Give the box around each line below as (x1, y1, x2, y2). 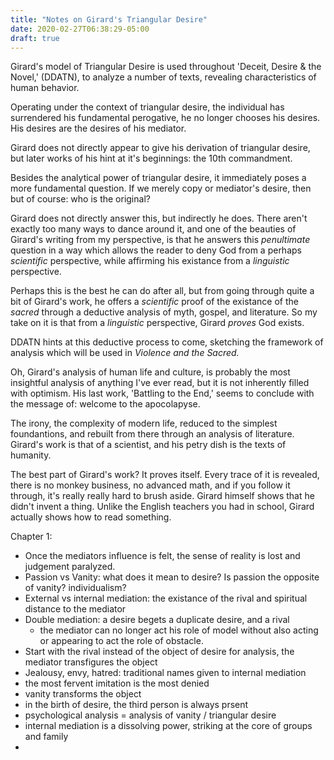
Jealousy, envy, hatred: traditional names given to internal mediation (24, 667, 307, 679)
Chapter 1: (10, 531, 53, 543)
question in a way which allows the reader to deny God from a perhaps (10, 244, 302, 256)
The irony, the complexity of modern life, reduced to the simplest (10, 417, 278, 430)
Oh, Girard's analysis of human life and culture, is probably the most (10, 366, 291, 378)
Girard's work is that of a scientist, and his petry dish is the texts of (10, 439, 287, 451)
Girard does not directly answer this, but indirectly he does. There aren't (10, 212, 308, 225)
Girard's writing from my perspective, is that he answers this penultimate (10, 234, 311, 246)
